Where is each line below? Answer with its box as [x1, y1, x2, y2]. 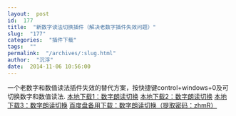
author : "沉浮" [7, 57, 53, 64]
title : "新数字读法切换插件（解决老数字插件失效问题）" [7, 23, 157, 30]
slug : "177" [7, 30, 46, 37]
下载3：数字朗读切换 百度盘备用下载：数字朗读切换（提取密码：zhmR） [7, 100, 217, 110]
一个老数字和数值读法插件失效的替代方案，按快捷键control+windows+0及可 [7, 83, 230, 92]
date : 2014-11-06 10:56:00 [7, 63, 91, 70]
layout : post [7, 10, 50, 18]
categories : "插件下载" [7, 37, 77, 44]
